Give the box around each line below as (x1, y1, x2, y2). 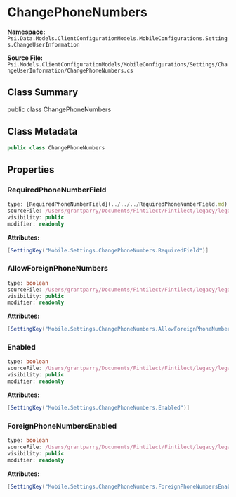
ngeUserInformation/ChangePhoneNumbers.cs (7, 67, 133, 74)
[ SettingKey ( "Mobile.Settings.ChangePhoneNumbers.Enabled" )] (7, 404, 190, 411)
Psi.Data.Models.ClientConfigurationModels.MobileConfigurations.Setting (7, 35, 228, 42)
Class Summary (7, 86, 79, 99)
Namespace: (7, 27, 46, 36)
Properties (7, 164, 55, 176)
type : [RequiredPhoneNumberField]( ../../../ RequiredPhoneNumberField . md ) (7, 201, 228, 208)
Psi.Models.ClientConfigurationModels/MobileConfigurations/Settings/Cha (7, 61, 228, 68)
